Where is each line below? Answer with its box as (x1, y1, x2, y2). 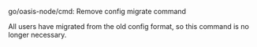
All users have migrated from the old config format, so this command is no (8, 22, 250, 31)
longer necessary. (8, 31, 67, 39)
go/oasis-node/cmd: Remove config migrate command (8, 7, 187, 16)
